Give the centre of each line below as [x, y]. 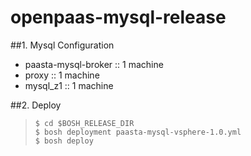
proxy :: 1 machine [62, 75]
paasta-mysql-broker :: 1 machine [94, 64]
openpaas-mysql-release [118, 17]
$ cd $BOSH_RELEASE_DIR [84, 123]
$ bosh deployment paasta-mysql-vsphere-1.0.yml [138, 132]
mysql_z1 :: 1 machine [69, 85]
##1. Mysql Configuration [62, 45]
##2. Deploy [36, 105]
